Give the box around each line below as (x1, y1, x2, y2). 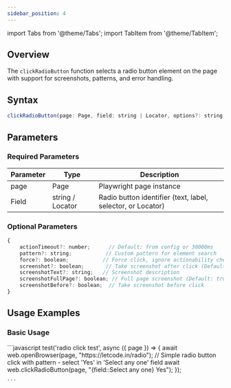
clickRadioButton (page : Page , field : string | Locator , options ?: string (7, 113, 223, 119)
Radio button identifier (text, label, (98, 192, 208, 202)
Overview (7, 49, 50, 60)
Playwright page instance (98, 181, 181, 191)
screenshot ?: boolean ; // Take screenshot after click (19, 262, 198, 270)
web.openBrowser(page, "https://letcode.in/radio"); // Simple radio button (7, 351, 217, 359)
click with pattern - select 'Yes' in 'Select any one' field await (7, 358, 180, 366)
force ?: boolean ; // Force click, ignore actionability (19, 256, 214, 263)
